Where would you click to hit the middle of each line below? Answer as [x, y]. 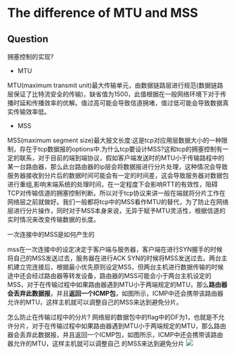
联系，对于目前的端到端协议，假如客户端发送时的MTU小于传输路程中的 [122, 158]
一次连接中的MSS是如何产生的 [51, 234]
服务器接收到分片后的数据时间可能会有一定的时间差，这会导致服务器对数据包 [118, 175]
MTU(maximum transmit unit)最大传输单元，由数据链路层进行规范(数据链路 [115, 85]
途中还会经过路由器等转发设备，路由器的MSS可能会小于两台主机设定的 [110, 276]
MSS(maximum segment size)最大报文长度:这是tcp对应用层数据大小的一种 [114, 140]
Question [28, 39]
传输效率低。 [32, 112]
